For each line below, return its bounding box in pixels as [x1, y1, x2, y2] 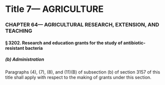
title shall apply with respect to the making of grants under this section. [5, 74, 151, 80]
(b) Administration [5, 56, 44, 63]
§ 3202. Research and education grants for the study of [5, 40, 122, 46]
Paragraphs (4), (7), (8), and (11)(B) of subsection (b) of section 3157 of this [5, 69, 160, 75]
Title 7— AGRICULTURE [5, 3, 104, 15]
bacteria [24, 45, 43, 51]
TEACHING [5, 27, 32, 34]
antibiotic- [123, 40, 146, 46]
